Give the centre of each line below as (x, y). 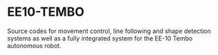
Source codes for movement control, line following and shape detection (109, 31)
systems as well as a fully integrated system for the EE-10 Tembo (100, 38)
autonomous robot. (34, 45)
